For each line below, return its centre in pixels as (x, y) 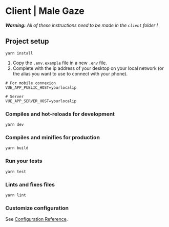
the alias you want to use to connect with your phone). (70, 73)
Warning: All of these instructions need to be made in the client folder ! (82, 25)
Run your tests (24, 161)
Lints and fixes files (30, 184)
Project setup (27, 41)
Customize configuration (37, 208)
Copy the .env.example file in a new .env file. (60, 63)
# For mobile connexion (31, 83)
